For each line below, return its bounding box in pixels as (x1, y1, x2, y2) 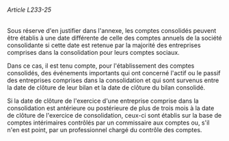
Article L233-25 (7, 5, 52, 14)
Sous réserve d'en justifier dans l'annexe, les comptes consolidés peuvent (7, 27, 217, 35)
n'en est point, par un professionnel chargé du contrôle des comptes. (7, 126, 202, 134)
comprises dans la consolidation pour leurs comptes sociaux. (7, 49, 180, 57)
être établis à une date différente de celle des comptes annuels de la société (7, 34, 222, 42)
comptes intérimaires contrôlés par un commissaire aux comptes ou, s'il (7, 118, 210, 127)
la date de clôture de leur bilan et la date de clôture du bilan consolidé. (7, 84, 206, 92)
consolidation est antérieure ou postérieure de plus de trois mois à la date (7, 104, 215, 112)
